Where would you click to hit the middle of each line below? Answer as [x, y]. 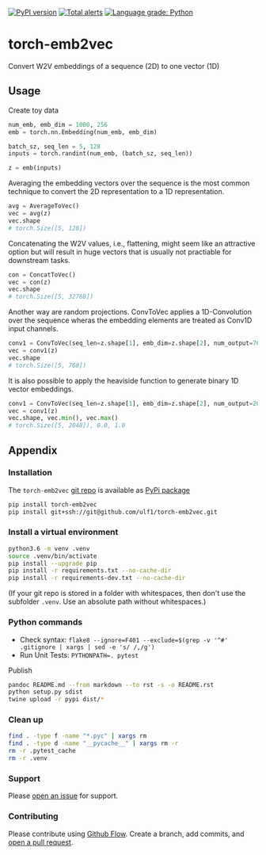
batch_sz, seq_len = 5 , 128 [55, 147]
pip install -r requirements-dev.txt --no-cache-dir [97, 578]
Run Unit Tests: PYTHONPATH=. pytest [79, 655]
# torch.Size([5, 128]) [47, 228]
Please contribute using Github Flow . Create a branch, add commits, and [126, 834]
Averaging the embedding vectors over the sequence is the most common [129, 183]
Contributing [33, 816]
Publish [21, 670]
